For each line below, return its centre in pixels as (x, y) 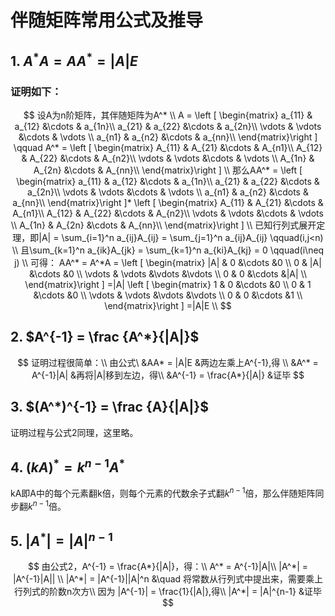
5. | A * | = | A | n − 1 (61, 540)
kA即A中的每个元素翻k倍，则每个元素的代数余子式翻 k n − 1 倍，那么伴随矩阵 (163, 492)
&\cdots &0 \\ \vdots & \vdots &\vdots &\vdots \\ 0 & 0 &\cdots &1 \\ (168, 295)
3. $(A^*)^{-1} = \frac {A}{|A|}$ (109, 407)
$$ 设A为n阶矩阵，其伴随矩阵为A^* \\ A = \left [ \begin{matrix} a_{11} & (168, 115)
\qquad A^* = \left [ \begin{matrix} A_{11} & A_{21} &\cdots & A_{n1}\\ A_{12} (168, 147)
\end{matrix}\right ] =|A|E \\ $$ (168, 305)
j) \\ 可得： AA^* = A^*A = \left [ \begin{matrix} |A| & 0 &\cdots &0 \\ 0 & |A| (168, 262)
